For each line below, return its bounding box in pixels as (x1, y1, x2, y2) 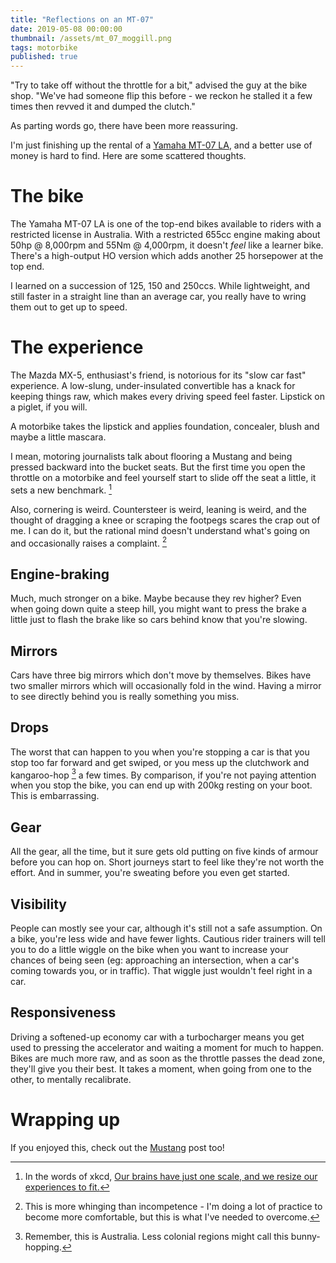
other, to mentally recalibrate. (10, 1073, 132, 1085)
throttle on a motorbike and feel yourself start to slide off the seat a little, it (10, 472, 317, 483)
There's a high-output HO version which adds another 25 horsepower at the (10, 250, 324, 262)
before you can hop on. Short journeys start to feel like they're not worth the (10, 856, 325, 868)
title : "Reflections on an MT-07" (10, 14, 155, 25)
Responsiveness (10, 1004, 117, 1021)
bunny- (290, 1230, 321, 1242)
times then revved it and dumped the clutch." (10, 101, 196, 113)
